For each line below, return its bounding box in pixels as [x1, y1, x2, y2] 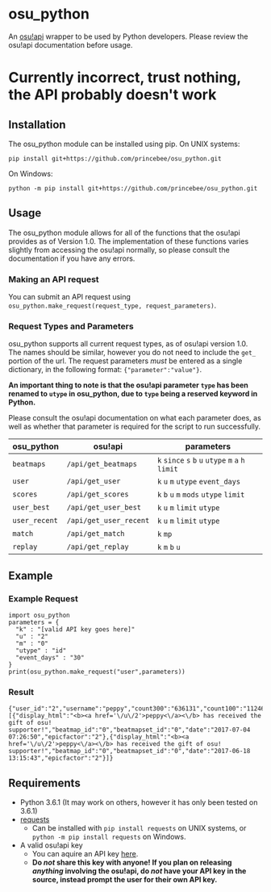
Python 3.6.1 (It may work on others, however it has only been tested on [19, 798, 258, 807]
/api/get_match [66, 530, 125, 538]
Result [8, 686, 35, 697]
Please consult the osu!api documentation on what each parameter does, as [8, 413, 262, 423]
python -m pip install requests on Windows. [31, 832, 186, 842]
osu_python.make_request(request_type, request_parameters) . [8, 300, 217, 311]
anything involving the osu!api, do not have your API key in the [31, 866, 247, 876]
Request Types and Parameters [8, 320, 135, 332]
